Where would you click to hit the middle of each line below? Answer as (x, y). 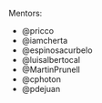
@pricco (38, 31)
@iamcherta (45, 41)
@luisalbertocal (51, 60)
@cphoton (41, 79)
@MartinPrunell (51, 69)
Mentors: (25, 13)
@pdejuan (41, 89)
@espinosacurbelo (57, 50)
